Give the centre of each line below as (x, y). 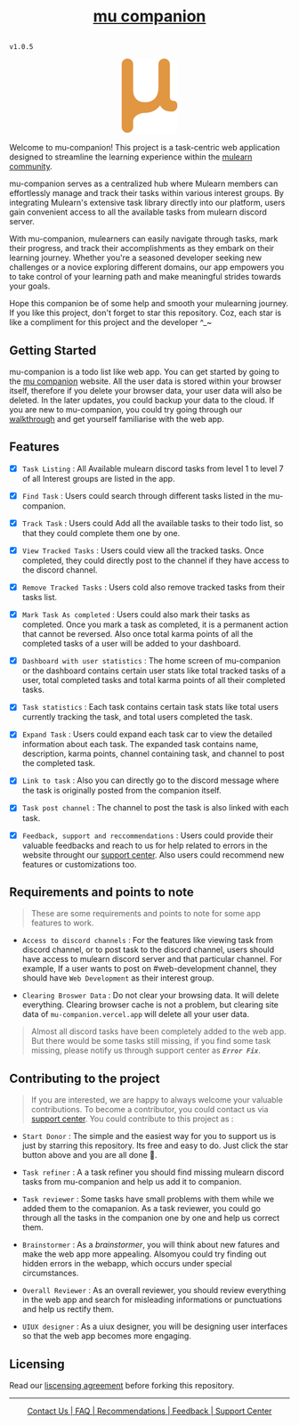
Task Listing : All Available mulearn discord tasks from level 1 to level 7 (153, 468)
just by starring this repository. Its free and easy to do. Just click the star (155, 1145)
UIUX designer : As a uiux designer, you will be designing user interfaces (155, 1327)
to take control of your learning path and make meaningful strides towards (145, 277)
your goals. (30, 286)
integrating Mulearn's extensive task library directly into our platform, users (147, 203)
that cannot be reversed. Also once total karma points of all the (137, 634)
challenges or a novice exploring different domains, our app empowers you (147, 267)
